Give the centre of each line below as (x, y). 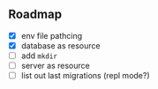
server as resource (55, 66)
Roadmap (35, 15)
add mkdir (39, 56)
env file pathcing (52, 35)
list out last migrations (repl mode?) (86, 76)
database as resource (60, 45)
